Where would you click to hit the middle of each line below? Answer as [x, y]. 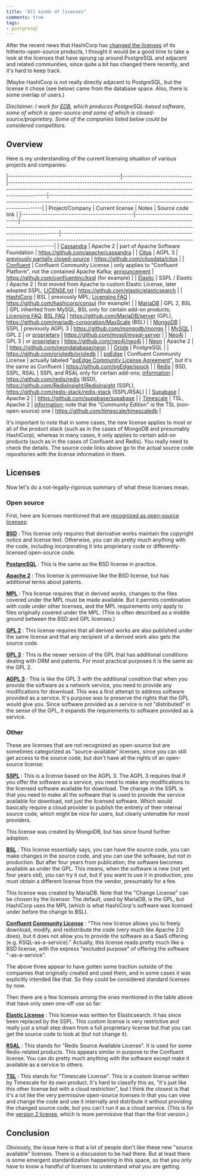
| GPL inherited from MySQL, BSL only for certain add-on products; [88, 310]
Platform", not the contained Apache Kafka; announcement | [80, 271]
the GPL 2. [19, 667]
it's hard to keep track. [34, 71]
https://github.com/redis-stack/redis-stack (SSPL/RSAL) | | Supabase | [93, 392]
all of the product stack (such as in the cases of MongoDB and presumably [98, 429]
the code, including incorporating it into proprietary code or [79, 546]
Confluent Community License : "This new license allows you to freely [93, 923]
